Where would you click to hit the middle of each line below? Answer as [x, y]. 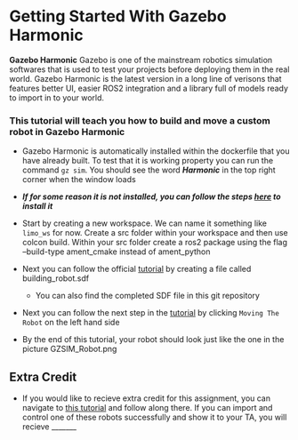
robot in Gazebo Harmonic [67, 132]
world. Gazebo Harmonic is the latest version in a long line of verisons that [145, 78]
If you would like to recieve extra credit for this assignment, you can [146, 398]
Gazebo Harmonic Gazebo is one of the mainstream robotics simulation [141, 60]
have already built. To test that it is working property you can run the [148, 161]
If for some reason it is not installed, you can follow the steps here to [152, 196]
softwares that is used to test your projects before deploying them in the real [149, 69]
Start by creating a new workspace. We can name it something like [144, 223]
